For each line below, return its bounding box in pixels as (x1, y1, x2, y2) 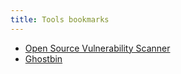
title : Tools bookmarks (10, 14, 110, 25)
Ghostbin (24, 52, 63, 65)
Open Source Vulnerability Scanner (24, 42, 171, 54)
